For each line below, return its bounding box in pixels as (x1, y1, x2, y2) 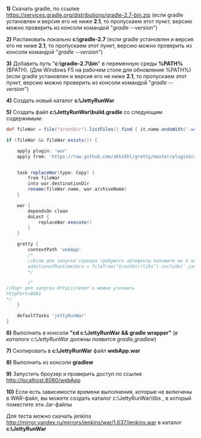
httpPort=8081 (6, 291, 42, 297)
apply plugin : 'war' (17, 148, 68, 154)
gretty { (17, 241, 39, 247)
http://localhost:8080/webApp (6, 376, 81, 384)
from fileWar (28, 175, 60, 181)
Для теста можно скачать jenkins (6, 412, 92, 419)
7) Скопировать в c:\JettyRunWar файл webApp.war (6, 347, 141, 354)
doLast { (28, 213, 50, 220)
